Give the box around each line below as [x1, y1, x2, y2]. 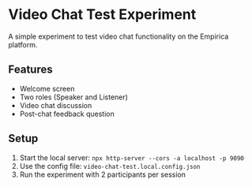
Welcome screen [19, 84, 75, 93]
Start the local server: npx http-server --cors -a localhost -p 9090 [19, 152, 245, 163]
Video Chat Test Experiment [8, 6, 197, 24]
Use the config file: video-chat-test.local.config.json [19, 161, 201, 170]
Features [8, 63, 53, 77]
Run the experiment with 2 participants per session [19, 170, 186, 179]
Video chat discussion [19, 100, 92, 110]
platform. [8, 39, 38, 49]
